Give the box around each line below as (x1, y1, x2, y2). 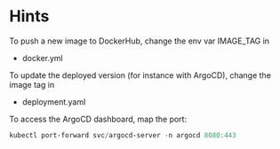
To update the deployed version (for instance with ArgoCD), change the (9, 69, 271, 81)
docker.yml (21, 52, 64, 63)
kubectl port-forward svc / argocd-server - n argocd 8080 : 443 (9, 130, 237, 139)
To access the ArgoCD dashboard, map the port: (9, 114, 188, 124)
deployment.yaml (21, 96, 86, 107)
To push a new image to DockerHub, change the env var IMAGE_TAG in (9, 35, 269, 46)
